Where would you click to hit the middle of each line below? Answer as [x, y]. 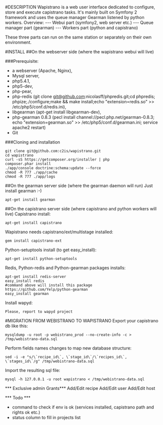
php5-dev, [22, 86]
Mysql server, [26, 76]
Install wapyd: [19, 303]
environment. [18, 42]
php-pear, [22, 91]
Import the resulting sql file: [33, 370]
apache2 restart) [29, 128]
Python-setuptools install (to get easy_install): [51, 250]
